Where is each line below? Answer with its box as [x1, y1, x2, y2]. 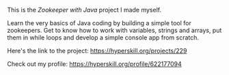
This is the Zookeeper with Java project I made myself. [7, 6, 162, 14]
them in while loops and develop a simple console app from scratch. [7, 33, 200, 42]
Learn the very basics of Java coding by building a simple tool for [7, 19, 191, 27]
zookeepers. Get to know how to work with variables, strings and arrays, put [7, 27, 222, 34]
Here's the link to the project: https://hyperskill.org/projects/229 [7, 47, 187, 55]
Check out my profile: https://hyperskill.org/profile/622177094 [7, 60, 183, 67]
